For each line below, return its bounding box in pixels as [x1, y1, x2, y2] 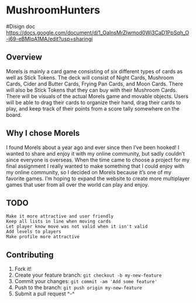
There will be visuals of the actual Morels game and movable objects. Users [6, 92, 189, 99]
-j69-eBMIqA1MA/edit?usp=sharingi [6, 35, 93, 42]
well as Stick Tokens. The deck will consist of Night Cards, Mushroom [6, 74, 174, 81]
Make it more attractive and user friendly [6, 214, 114, 219]
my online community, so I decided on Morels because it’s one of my [6, 168, 171, 175]
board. [6, 111, 22, 118]
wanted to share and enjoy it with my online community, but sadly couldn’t [6, 150, 185, 157]
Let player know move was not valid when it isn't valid [6, 223, 148, 230]
